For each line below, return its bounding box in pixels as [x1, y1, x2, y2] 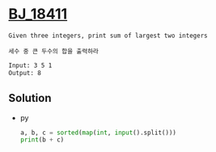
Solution [8, 91, 52, 105]
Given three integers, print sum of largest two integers [8, 32, 208, 40]
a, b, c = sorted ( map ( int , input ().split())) [19, 129, 176, 137]
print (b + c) [19, 136, 65, 144]
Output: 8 [8, 69, 42, 77]
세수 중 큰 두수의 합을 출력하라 [8, 47, 100, 55]
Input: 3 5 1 [8, 61, 53, 70]
